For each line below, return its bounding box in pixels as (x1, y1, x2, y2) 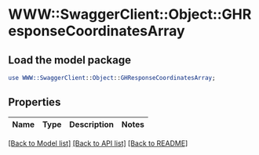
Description (69, 119, 114, 130)
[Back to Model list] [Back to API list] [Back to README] (8, 139, 188, 148)
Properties (8, 96, 61, 109)
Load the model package (8, 53, 132, 67)
